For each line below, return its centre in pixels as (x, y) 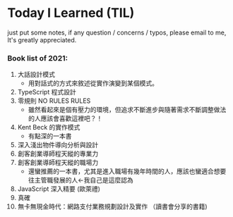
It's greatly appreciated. (42, 39)
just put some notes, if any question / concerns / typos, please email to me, (117, 32)
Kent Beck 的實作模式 (49, 128)
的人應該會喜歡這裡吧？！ (65, 118)
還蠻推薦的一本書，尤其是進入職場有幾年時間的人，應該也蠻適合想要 (127, 171)
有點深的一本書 (50, 136)
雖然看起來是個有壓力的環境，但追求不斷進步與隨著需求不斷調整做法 (127, 110)
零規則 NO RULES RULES (54, 101)
